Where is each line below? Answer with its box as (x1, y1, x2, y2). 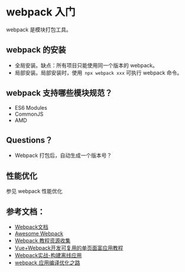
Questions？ (6, 135, 53, 145)
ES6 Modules (14, 104, 47, 111)
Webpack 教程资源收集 (14, 237, 71, 244)
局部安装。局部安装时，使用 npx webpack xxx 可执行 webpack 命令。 (14, 69, 183, 76)
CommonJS (14, 110, 44, 117)
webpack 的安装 (6, 45, 66, 55)
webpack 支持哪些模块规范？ (6, 88, 113, 98)
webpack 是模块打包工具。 (6, 26, 72, 33)
